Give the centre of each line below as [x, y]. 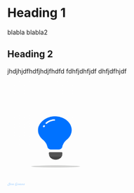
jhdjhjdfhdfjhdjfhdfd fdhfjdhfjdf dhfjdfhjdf [67, 71]
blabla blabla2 [27, 32]
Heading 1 [37, 13]
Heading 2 [31, 54]
